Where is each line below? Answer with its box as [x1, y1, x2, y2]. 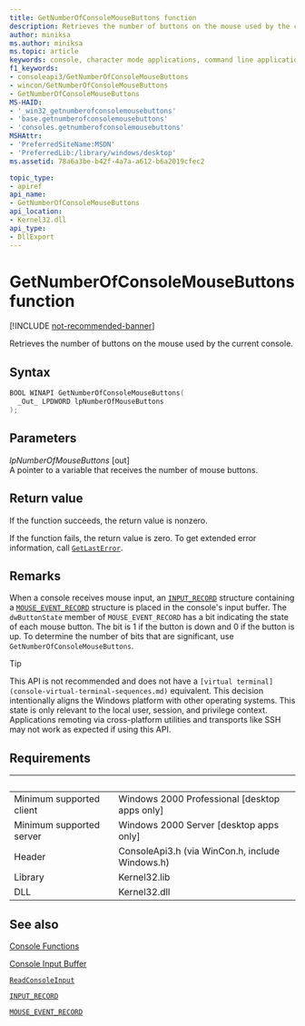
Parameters [9, 430, 77, 446]
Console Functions [9, 941, 80, 952]
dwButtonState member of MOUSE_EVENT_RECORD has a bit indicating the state [9, 612, 289, 623]
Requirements [9, 750, 91, 765]
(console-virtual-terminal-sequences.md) [9, 687, 169, 696]
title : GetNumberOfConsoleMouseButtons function [9, 13, 197, 23]
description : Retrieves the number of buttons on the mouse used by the [9, 22, 290, 31]
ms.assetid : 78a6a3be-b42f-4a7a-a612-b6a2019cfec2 [9, 156, 205, 166]
